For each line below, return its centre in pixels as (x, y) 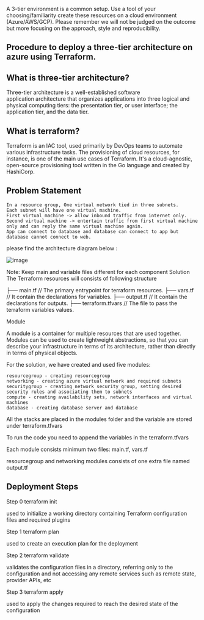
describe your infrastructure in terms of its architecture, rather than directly (101, 346)
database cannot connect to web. (49, 237)
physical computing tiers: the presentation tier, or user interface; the (92, 106)
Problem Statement (44, 191)
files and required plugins (38, 520)
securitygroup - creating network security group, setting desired (94, 386)
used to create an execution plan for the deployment (72, 543)
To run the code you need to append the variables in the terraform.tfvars (98, 437)
